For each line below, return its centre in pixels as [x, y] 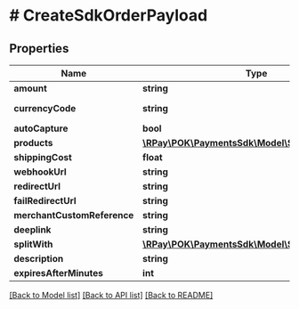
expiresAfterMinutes [59, 273]
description [39, 259]
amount [30, 88]
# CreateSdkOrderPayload [109, 16]
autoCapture [41, 128]
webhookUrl [40, 172]
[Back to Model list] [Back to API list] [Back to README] [111, 295]
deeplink [32, 230]
